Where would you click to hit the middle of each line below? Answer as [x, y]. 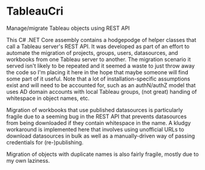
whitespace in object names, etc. [48, 98]
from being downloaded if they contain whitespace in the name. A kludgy [99, 122]
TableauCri [35, 11]
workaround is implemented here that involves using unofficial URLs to [95, 129]
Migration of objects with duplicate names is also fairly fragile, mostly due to [102, 154]
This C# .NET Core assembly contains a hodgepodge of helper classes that [101, 40]
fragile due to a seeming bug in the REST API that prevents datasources [97, 116]
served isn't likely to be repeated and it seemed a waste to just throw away [101, 66]
